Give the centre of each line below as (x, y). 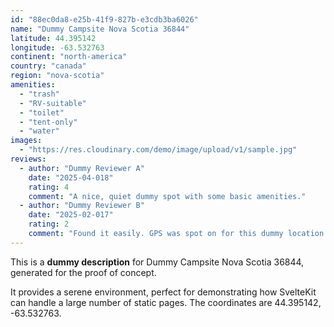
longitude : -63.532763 (57, 47)
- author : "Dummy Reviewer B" (82, 206)
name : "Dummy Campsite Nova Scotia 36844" (100, 29)
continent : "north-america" (69, 57)
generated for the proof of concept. (83, 272)
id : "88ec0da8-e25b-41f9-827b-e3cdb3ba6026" (104, 19)
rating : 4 (49, 187)
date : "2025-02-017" (71, 215)
